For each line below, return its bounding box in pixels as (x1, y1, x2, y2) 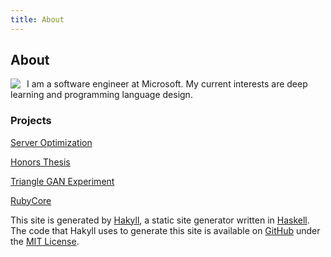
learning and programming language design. (10, 89, 193, 101)
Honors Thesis (10, 156, 71, 168)
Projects (10, 114, 52, 128)
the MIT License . (10, 235, 80, 247)
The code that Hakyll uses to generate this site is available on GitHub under (10, 224, 321, 236)
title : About (10, 14, 65, 25)
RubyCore (10, 194, 52, 206)
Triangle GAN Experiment (10, 175, 115, 187)
